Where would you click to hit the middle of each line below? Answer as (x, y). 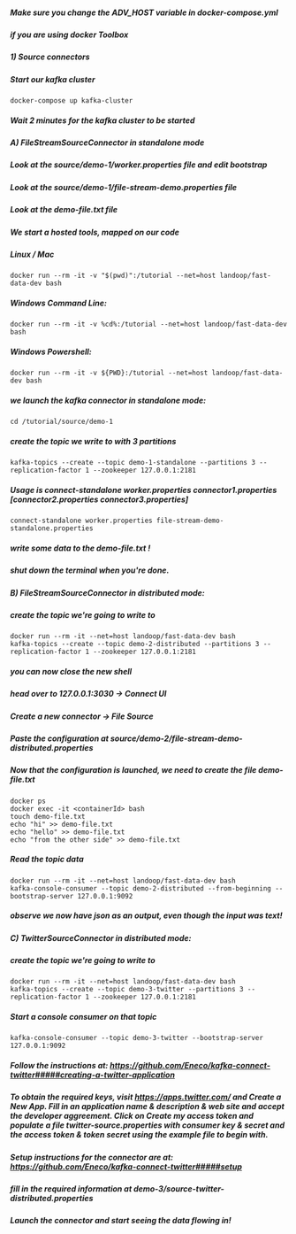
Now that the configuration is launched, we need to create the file (133, 770)
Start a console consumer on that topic (83, 1017)
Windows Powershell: (51, 351)
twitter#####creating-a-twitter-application (93, 1075)
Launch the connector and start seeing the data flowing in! (121, 1221)
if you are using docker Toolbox (69, 35)
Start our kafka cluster (53, 79)
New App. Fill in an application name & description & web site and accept (148, 1107)
